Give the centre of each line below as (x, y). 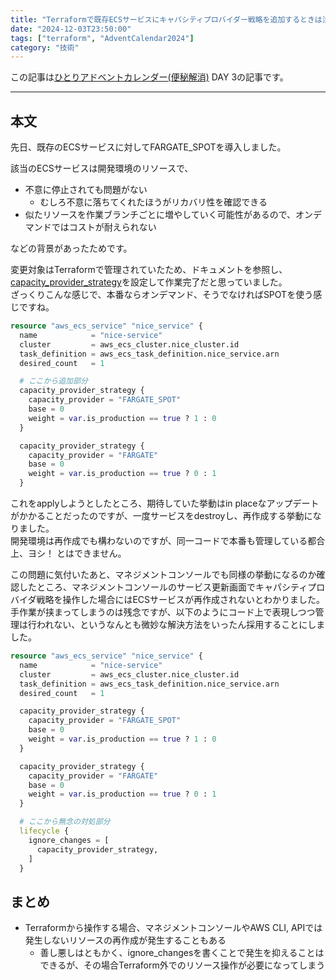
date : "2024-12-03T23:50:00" (71, 29)
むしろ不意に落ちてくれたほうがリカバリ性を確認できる (153, 202)
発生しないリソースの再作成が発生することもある (125, 940)
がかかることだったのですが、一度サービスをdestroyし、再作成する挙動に (161, 516)
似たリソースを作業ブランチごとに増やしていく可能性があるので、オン (169, 215)
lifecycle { (44, 831)
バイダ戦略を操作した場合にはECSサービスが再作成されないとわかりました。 (168, 600)
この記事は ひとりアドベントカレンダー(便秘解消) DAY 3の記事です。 (149, 77)
